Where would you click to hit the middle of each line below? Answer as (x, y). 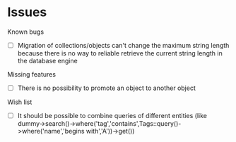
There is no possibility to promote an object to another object (106, 88)
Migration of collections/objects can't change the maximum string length (123, 45)
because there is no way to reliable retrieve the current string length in (120, 53)
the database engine (47, 61)
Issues (27, 12)
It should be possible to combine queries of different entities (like (112, 116)
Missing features (32, 74)
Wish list (20, 102)
